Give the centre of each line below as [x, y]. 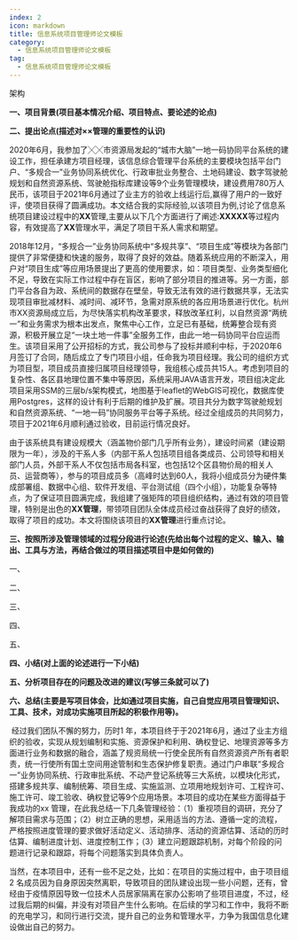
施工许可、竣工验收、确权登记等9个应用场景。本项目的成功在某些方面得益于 [148, 797]
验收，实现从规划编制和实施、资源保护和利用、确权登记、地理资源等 [149, 741]
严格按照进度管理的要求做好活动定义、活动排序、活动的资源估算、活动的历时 [149, 830]
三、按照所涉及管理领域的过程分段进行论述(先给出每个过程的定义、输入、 [143, 538]
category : [27, 42]
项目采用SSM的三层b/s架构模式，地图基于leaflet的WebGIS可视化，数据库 [143, 390]
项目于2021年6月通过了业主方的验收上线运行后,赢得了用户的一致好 [161, 194]
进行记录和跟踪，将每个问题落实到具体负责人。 [102, 852]
